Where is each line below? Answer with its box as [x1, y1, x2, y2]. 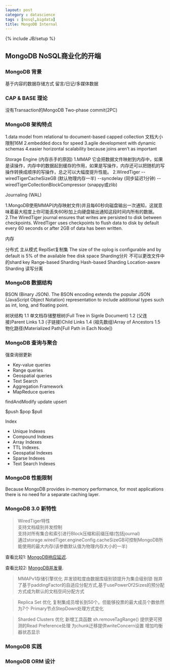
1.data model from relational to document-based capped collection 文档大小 [5, 133, 163, 140]
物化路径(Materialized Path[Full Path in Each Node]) [5, 325, 113, 331]
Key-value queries [12, 362, 51, 368]
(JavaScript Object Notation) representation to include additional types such [5, 296, 164, 302]
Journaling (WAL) [5, 192, 42, 198]
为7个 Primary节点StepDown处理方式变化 [17, 605, 104, 612]
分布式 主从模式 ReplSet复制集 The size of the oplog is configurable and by [5, 246, 161, 252]
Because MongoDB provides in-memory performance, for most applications [5, 486, 164, 492]
